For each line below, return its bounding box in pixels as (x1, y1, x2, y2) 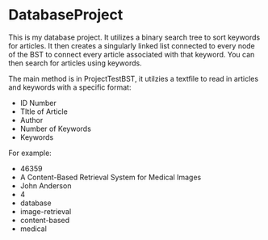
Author (19, 115, 44, 124)
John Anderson (19, 180, 72, 191)
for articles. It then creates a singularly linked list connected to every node (8, 40, 256, 50)
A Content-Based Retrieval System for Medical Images (19, 172, 202, 182)
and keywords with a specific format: (8, 82, 132, 92)
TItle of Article (19, 107, 69, 116)
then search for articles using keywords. (8, 58, 143, 68)
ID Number (19, 98, 57, 107)
